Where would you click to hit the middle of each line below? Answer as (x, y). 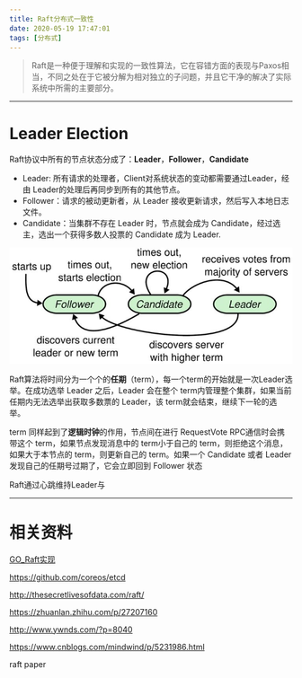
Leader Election (69, 133)
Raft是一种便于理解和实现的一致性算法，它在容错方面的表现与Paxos (156, 66)
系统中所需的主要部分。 (75, 88)
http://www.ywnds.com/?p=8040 (71, 630)
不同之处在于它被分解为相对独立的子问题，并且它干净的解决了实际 (169, 77)
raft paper (28, 664)
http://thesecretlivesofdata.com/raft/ (77, 594)
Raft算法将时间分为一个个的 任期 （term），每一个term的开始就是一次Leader (147, 379)
